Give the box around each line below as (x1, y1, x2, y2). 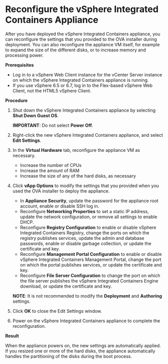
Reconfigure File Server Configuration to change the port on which (20, 272, 160, 279)
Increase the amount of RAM (20, 167, 79, 173)
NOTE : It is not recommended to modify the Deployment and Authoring (12, 293, 162, 299)
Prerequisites (5, 62, 34, 68)
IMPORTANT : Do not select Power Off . (12, 122, 94, 128)
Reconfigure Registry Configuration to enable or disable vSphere (20, 224, 157, 230)
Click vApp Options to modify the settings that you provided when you (12, 183, 159, 189)
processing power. (5, 52, 44, 58)
